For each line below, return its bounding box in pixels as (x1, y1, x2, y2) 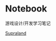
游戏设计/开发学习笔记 (5, 20, 51, 26)
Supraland (5, 30, 26, 36)
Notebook (5, 3, 47, 14)
